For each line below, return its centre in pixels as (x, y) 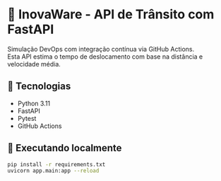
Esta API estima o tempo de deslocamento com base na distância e (105, 57)
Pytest (27, 118)
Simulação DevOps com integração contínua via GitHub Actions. (101, 49)
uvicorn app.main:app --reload (53, 171)
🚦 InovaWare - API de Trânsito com (111, 14)
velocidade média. (34, 64)
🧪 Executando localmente (65, 148)
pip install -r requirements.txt (56, 164)
